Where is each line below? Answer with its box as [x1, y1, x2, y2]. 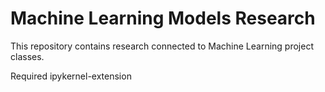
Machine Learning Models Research [10, 7, 316, 30]
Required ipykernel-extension [10, 70, 132, 82]
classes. [10, 50, 45, 62]
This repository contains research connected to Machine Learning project [10, 40, 314, 52]
